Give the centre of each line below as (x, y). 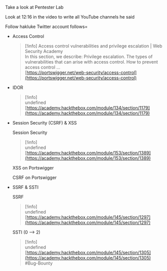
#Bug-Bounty (39, 263)
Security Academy (44, 51)
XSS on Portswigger (33, 168)
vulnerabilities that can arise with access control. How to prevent (91, 62)
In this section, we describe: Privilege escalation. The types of (89, 56)
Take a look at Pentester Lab (34, 7)
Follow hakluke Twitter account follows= (47, 26)
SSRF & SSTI (25, 187)
